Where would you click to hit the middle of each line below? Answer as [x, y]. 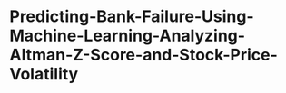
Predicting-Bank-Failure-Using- [132, 17]
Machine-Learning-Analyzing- [128, 36]
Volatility [44, 74]
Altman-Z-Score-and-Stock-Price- [144, 55]
